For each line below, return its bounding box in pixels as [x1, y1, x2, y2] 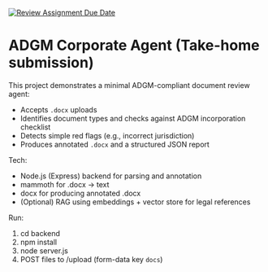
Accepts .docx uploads [19, 104, 97, 114]
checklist [19, 122, 51, 132]
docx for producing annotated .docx [19, 188, 141, 198]
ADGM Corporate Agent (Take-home [8, 37, 260, 55]
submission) [8, 54, 95, 72]
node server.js [19, 245, 69, 256]
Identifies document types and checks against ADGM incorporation [19, 113, 246, 123]
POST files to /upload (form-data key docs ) [19, 254, 163, 264]
